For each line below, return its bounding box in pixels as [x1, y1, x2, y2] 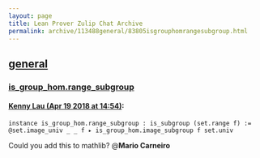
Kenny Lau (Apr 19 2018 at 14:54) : [8, 101, 125, 111]
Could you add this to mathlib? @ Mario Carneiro [8, 140, 170, 150]
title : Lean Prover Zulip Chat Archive [8, 19, 143, 28]
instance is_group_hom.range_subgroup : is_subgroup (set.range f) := [8, 119, 252, 127]
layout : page [8, 11, 53, 20]
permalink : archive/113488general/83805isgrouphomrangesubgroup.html [8, 27, 249, 35]
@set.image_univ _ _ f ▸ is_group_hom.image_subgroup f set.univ [8, 126, 233, 135]
